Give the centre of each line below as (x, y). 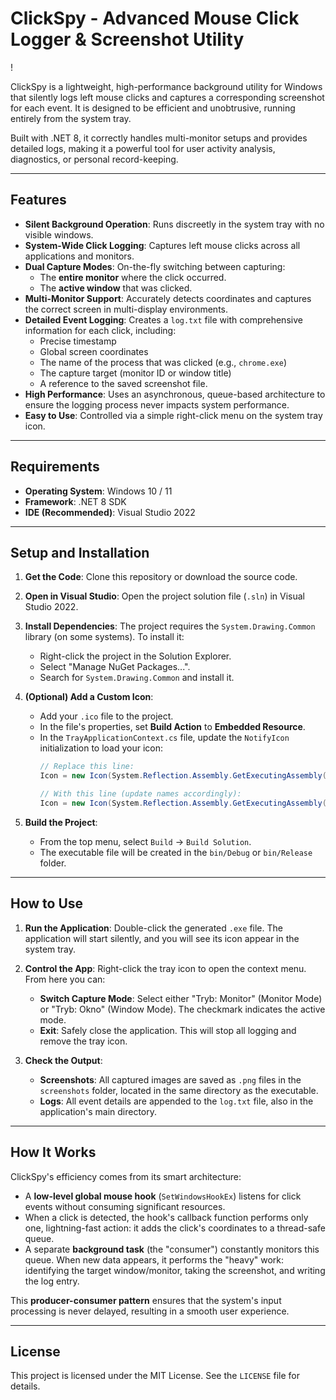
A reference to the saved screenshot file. (123, 383)
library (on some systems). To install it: (104, 637)
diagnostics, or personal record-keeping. (94, 159)
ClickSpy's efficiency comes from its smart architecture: (126, 1176)
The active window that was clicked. (116, 288)
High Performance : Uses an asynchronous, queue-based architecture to (175, 394)
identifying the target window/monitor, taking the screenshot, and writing (175, 1270)
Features (38, 200)
